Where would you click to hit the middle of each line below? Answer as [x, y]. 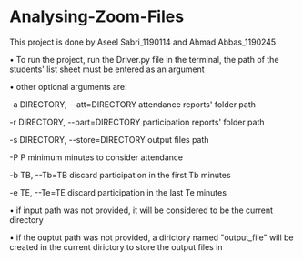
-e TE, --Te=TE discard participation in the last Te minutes [118, 192]
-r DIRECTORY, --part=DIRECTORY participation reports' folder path [137, 122]
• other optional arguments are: [68, 86]
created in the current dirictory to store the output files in [116, 246]
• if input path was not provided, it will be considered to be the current [141, 210]
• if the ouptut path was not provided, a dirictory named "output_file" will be [151, 237]
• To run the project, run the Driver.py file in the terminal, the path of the [144, 59]
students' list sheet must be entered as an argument [107, 69]
